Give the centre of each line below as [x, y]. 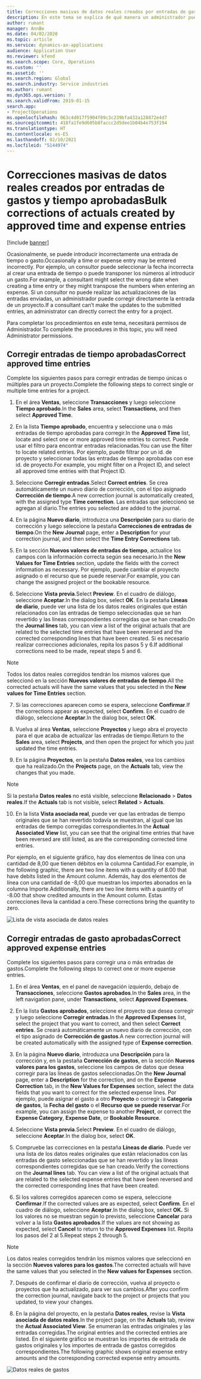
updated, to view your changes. [54, 1302]
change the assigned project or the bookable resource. [83, 582]
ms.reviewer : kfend [31, 56]
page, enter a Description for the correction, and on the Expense [96, 1080]
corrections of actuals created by [91, 213]
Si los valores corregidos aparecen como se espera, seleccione [93, 1197]
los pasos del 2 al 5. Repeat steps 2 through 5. [72, 1235]
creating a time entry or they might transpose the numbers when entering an [101, 285]
